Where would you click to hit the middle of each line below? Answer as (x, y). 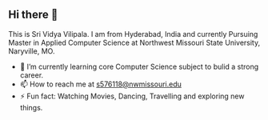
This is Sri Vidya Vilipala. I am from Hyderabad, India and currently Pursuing (133, 34)
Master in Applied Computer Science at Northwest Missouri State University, (134, 42)
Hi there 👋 (33, 15)
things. (31, 107)
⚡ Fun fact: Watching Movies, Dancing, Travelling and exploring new (132, 96)
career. (32, 75)
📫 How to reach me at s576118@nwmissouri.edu (101, 84)
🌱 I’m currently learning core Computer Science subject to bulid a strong (139, 66)
